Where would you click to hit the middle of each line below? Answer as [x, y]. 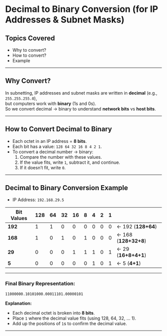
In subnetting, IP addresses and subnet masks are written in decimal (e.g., [81, 93]
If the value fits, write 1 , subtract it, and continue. [70, 162]
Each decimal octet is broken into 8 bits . [54, 313]
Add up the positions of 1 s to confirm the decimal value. [70, 323]
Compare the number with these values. [61, 157]
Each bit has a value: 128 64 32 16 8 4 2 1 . [57, 146]
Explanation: [19, 303]
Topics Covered [30, 38]
